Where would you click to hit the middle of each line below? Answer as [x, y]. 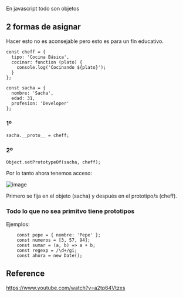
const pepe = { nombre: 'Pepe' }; [59, 235]
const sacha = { [26, 88]
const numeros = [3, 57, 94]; [54, 240]
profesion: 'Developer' [40, 103]
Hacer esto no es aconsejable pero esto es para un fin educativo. [85, 41]
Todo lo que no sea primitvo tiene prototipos [70, 211]
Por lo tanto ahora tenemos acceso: [49, 173]
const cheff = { [26, 52]
